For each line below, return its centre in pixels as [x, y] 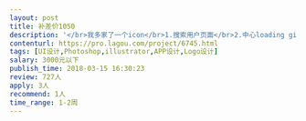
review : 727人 [36, 77]
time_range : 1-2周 [44, 102]
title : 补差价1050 [42, 26]
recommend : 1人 [37, 94]
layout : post [34, 18]
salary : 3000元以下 [44, 60]
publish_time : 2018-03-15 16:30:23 [77, 69]
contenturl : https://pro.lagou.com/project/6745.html [114, 43]
